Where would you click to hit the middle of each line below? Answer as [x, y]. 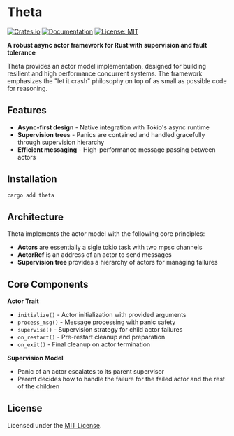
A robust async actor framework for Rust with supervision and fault [107, 45]
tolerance [22, 52]
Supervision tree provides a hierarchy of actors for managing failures [117, 262]
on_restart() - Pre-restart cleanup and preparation [91, 337]
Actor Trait [23, 301]
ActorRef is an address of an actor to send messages [95, 255]
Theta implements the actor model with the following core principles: [106, 234]
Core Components [48, 284]
